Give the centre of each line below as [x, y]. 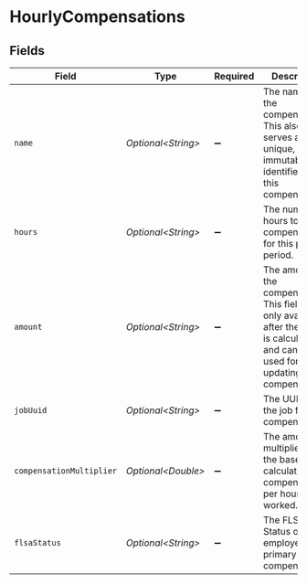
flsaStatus [37, 542]
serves [278, 137]
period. [279, 255]
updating [282, 372]
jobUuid [31, 410]
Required [234, 76]
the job [278, 410]
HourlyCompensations [97, 17]
